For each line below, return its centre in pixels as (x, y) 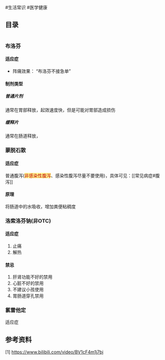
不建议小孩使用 (28, 290)
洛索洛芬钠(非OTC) (28, 221)
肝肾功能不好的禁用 (32, 277)
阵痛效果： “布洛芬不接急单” (42, 71)
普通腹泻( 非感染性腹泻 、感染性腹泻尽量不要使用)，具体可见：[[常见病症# (80, 175)
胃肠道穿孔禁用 (28, 296)
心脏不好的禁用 (28, 283)
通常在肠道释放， (23, 136)
